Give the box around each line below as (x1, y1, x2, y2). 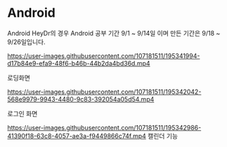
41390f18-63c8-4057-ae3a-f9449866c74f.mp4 (7, 132, 146, 140)
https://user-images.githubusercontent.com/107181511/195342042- (7, 87, 202, 96)
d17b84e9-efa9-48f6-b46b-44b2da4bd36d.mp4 (7, 59, 150, 67)
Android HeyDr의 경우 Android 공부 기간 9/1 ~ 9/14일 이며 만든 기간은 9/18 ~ (7, 29, 221, 37)
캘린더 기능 (147, 132, 178, 140)
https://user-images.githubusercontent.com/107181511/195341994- (7, 51, 200, 60)
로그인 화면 (7, 109, 38, 118)
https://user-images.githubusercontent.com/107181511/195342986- (7, 123, 202, 132)
